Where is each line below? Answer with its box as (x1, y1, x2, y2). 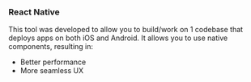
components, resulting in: (8, 42, 94, 51)
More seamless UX (19, 66, 84, 76)
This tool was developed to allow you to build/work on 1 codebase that (8, 25, 244, 35)
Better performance (19, 57, 87, 67)
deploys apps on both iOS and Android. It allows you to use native (8, 33, 228, 43)
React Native (8, 6, 61, 18)
